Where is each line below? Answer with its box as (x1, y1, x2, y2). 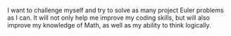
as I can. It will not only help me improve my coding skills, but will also (7, 13, 210, 22)
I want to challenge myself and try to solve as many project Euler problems (7, 6, 224, 14)
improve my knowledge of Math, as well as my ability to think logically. (7, 21, 211, 29)
